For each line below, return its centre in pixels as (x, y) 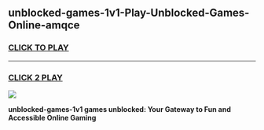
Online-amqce (44, 26)
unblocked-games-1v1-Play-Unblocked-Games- (129, 13)
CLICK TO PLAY (38, 48)
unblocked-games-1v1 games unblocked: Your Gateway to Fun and (120, 109)
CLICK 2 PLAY (35, 77)
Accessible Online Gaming (52, 117)
